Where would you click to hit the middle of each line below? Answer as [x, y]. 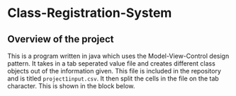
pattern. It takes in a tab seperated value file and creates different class [112, 64]
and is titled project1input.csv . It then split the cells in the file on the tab [113, 78]
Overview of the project [61, 39]
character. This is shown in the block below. [71, 86]
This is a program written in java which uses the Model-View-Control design [118, 56]
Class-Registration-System [90, 13]
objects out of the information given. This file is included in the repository [114, 71]
